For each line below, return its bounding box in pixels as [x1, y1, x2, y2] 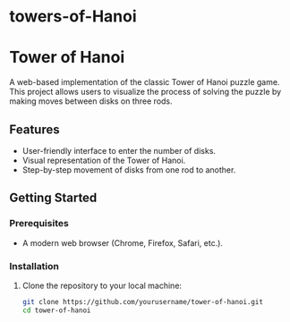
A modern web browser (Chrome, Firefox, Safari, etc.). [21, 237, 224, 248]
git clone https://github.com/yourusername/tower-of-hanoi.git [21, 297, 264, 306]
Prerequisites [9, 217, 69, 230]
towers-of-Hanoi [9, 6, 137, 27]
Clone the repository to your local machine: [21, 280, 182, 291]
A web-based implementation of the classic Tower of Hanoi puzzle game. [9, 77, 280, 88]
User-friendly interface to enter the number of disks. [21, 145, 217, 156]
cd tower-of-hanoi [21, 306, 91, 315]
